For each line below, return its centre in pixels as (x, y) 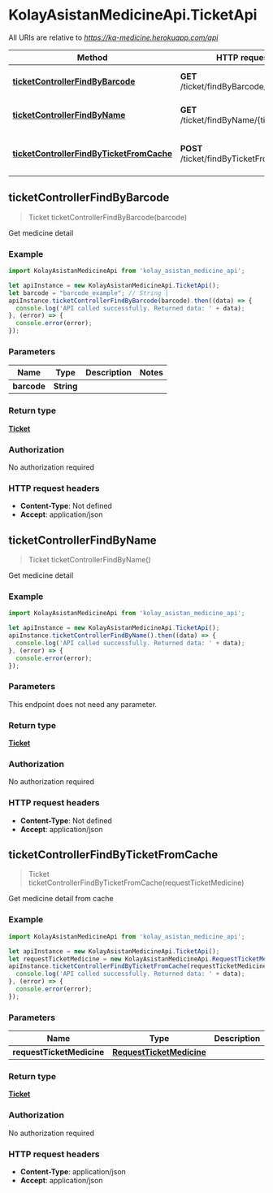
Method (92, 57)
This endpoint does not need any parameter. (82, 704)
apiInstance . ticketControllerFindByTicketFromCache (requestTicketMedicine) (139, 966)
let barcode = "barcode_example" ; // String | (89, 293)
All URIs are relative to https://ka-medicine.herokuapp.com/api (113, 37)
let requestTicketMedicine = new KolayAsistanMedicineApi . (110, 959)
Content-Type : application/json (73, 1171)
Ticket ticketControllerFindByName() (90, 560)
